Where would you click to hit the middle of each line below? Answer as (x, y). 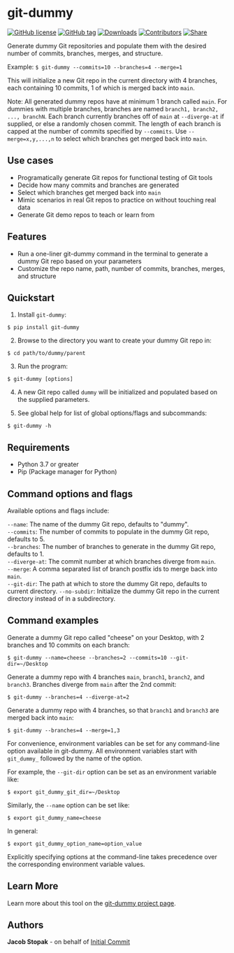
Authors (25, 925)
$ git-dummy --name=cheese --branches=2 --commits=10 (87, 658)
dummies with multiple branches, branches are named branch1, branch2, (113, 109)
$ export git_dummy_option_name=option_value (74, 844)
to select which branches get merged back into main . (132, 139)
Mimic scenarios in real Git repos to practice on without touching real (117, 200)
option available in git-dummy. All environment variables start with (102, 751)
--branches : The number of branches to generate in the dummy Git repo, (111, 547)
